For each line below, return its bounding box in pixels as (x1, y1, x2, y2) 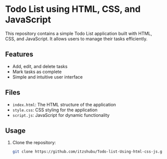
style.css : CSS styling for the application (12, 107, 98, 113)
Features (5, 50, 33, 59)
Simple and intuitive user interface (12, 74, 83, 80)
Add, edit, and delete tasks (12, 63, 68, 69)
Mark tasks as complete (12, 69, 62, 75)
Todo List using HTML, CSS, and (5, 3, 141, 15)
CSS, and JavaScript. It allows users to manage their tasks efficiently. (5, 36, 148, 42)
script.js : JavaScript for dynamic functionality (12, 112, 110, 118)
